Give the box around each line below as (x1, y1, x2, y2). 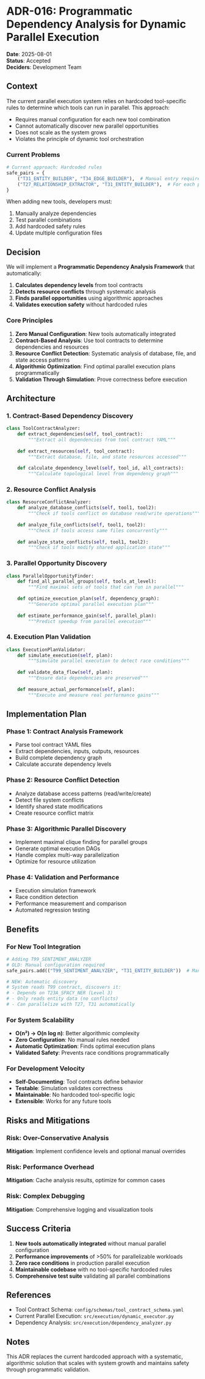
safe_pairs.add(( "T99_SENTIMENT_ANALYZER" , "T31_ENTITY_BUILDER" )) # (6, 967, 190, 973)
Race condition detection (15, 893, 78, 901)
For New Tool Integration (6, 942, 81, 951)
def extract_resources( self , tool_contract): (17, 448, 135, 454)
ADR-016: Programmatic (6, 4, 133, 18)
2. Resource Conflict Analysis (6, 486, 96, 494)
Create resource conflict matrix (15, 809, 94, 817)
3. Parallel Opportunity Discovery (6, 559, 107, 567)
